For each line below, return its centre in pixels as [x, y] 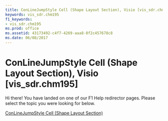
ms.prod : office [22, 29]
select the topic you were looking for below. [50, 103]
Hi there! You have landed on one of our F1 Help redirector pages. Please [80, 98]
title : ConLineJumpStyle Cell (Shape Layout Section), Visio [70, 10]
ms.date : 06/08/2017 [27, 38]
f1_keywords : [19, 19]
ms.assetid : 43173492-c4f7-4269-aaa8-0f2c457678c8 [59, 33]
